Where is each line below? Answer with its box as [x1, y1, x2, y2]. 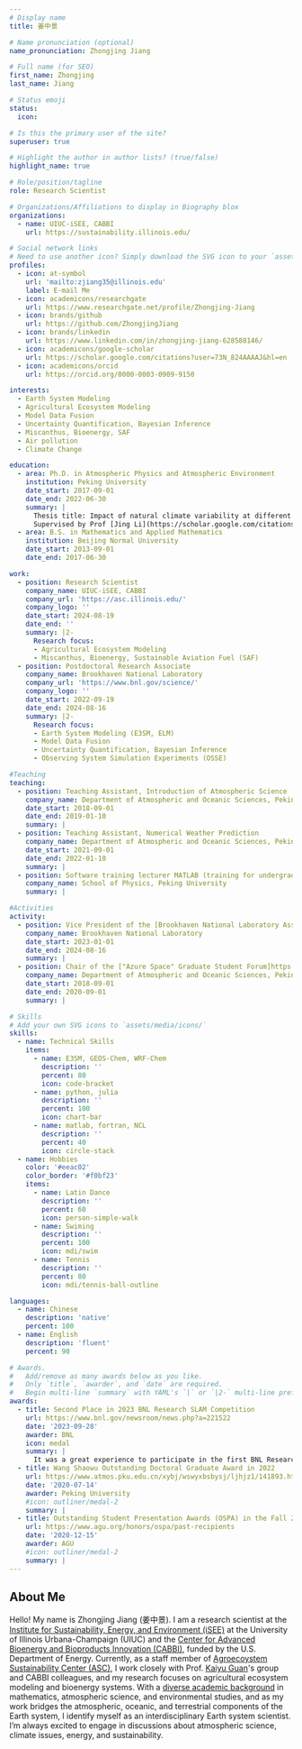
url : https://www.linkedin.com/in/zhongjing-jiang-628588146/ [25, 336, 263, 345]
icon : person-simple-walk [41, 1213, 139, 1222]
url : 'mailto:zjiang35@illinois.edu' [25, 277, 167, 287]
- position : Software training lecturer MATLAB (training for [17, 871, 255, 880]
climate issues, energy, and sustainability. [9, 1730, 164, 1741]
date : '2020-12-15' [25, 1531, 99, 1540]
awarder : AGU [25, 1539, 75, 1548]
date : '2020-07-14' [25, 1480, 99, 1489]
